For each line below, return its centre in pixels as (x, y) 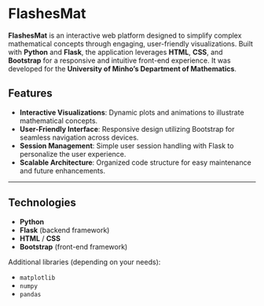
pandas (30, 294)
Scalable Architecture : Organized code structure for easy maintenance (135, 162)
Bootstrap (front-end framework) (73, 246)
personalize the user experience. (73, 154)
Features (30, 94)
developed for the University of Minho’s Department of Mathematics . (123, 68)
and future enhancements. (62, 170)
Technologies (42, 203)
